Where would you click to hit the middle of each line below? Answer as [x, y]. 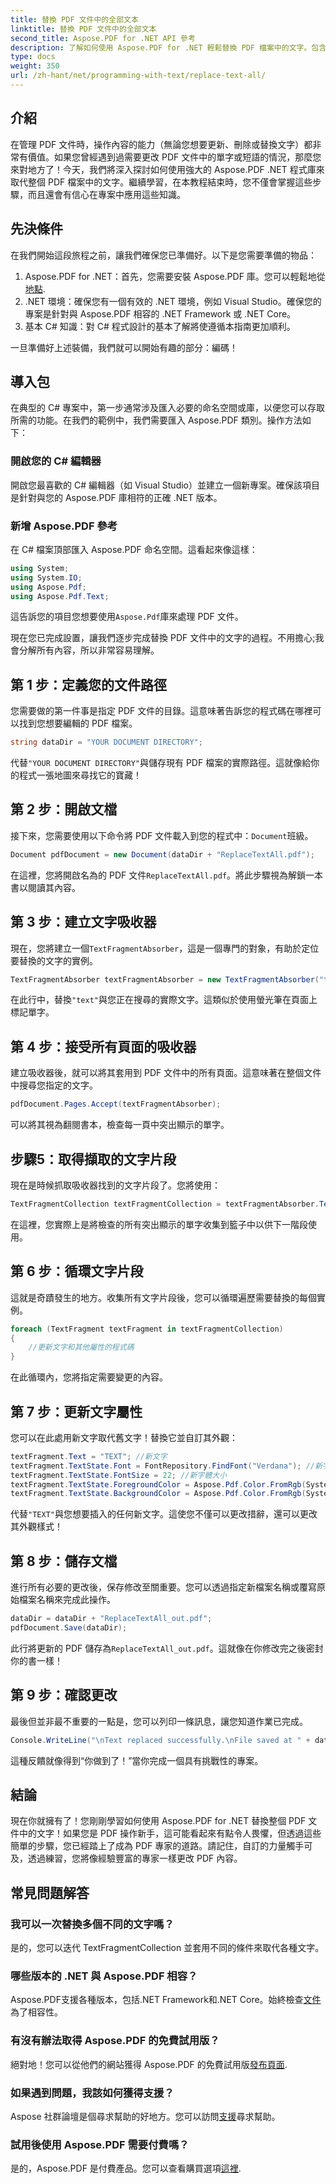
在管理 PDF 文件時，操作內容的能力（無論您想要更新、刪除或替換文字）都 [161, 144]
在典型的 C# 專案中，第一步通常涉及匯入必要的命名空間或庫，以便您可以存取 [167, 408]
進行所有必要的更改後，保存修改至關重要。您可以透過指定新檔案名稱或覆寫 [163, 1587]
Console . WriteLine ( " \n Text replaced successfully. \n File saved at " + [160, 1740]
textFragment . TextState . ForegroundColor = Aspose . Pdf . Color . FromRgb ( [158, 1484]
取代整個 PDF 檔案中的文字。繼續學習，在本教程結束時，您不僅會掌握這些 [161, 182]
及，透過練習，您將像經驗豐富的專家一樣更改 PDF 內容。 [126, 1858]
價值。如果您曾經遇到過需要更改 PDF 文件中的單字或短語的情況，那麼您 [174, 157]
